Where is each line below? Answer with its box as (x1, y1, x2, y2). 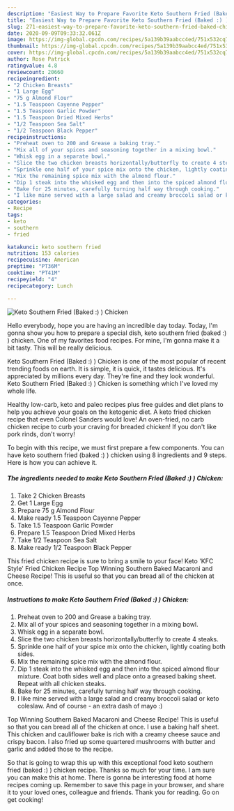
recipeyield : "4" (7, 276, 58, 283)
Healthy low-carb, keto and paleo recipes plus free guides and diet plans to (7, 400, 224, 408)
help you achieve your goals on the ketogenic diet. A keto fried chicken (7, 408, 211, 416)
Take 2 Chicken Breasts (17, 491, 86, 500)
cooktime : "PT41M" (7, 269, 61, 276)
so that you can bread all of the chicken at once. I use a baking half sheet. (7, 723, 219, 731)
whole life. (7, 387, 37, 395)
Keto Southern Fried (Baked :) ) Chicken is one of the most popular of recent (7, 357, 226, 365)
